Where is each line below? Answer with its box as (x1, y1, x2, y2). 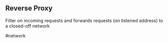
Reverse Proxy (5, 4, 53, 13)
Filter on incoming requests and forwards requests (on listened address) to (5, 17, 163, 23)
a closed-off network (5, 23, 50, 29)
